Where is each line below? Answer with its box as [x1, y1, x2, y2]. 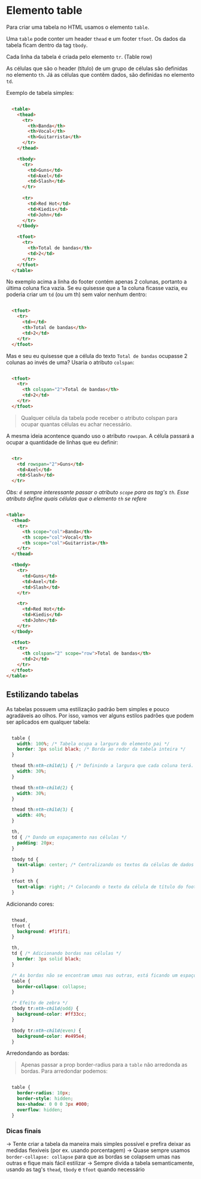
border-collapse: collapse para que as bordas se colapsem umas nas [6, 1153, 181, 1160]
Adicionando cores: [6, 900, 54, 908]
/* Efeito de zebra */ [11, 1000, 68, 1006]
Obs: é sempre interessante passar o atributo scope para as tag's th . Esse [6, 489, 190, 496]
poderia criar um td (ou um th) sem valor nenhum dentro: [6, 291, 147, 298]
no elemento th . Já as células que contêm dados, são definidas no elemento [6, 71, 194, 78]
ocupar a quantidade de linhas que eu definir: [6, 438, 118, 446]
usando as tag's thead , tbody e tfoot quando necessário [6, 1166, 145, 1173]
